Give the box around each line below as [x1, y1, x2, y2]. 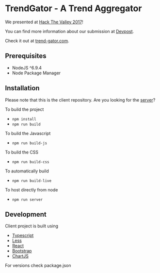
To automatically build [5, 168, 49, 174]
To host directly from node [5, 187, 58, 192]
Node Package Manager [12, 70, 61, 76]
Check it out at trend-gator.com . [5, 37, 69, 44]
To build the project [5, 106, 44, 112]
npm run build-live [12, 178, 52, 183]
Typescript [12, 233, 34, 239]
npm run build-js [12, 140, 48, 146]
